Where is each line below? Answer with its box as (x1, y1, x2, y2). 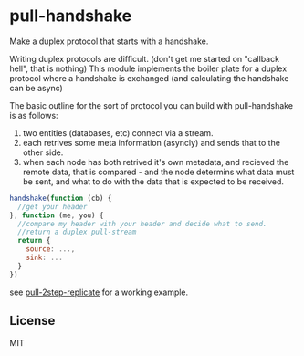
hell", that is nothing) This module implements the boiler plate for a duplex (9, 63, 288, 74)
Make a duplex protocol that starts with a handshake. (9, 36, 209, 47)
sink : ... (26, 253, 64, 263)
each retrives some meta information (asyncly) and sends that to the (22, 137, 281, 148)
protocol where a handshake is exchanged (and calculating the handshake (9, 72, 289, 83)
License (9, 313, 56, 329)
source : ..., (26, 245, 76, 254)
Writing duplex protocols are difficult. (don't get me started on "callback (9, 53, 280, 64)
